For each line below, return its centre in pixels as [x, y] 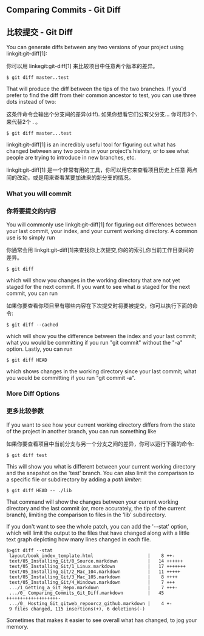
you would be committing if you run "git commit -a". [71, 378]
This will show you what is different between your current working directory [101, 466]
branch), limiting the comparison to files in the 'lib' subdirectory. [86, 515]
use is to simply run [31, 238]
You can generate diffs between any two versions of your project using [95, 47]
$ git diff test [27, 455]
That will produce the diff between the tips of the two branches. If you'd [96, 89]
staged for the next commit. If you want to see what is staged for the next [98, 287]
